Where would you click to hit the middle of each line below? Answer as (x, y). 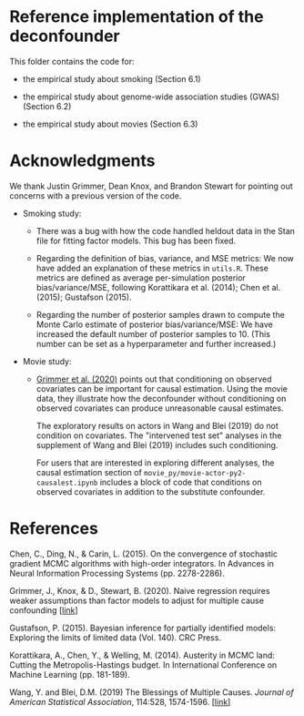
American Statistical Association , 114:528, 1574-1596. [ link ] (120, 701)
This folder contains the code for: (72, 61)
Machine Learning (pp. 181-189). (70, 674)
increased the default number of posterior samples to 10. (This (153, 333)
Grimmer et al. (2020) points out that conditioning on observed (154, 379)
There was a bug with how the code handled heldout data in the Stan (166, 230)
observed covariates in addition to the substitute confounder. (151, 491)
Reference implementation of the (137, 17)
